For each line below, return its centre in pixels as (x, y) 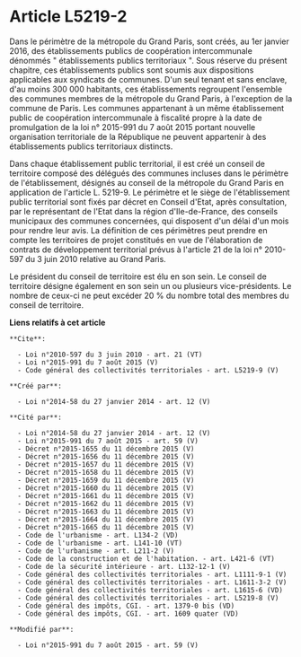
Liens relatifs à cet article (58, 322)
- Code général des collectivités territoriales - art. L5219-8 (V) (148, 598)
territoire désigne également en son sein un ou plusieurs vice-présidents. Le (150, 285)
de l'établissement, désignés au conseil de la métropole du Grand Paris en (147, 182)
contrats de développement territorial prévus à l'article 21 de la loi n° (136, 250)
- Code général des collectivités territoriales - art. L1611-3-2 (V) (152, 582)
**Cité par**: (36, 417)
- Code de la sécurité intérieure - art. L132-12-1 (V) (124, 566)
